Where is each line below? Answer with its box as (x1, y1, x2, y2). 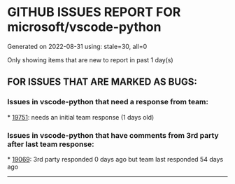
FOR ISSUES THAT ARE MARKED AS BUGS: (7, 76, 198, 88)
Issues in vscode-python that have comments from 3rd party (7, 130, 219, 140)
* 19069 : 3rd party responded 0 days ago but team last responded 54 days (7, 155, 224, 163)
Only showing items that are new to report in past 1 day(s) (7, 55, 173, 64)
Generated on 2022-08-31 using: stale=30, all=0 (7, 42, 148, 50)
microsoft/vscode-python (7, 19, 162, 35)
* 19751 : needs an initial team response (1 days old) (7, 113, 155, 121)
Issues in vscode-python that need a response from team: (7, 97, 208, 107)
